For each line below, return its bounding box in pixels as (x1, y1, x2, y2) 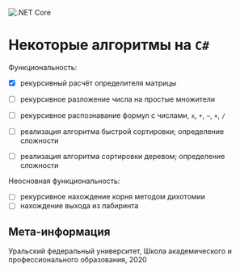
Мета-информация (8, 224, 111, 238)
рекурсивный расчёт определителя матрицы (19, 77, 176, 88)
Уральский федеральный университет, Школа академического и (8, 246, 232, 256)
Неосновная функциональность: (8, 176, 120, 186)
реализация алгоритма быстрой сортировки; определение (19, 127, 225, 136)
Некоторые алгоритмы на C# (8, 36, 210, 54)
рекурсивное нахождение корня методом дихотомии (19, 192, 206, 202)
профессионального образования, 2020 (8, 255, 147, 265)
